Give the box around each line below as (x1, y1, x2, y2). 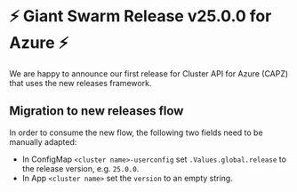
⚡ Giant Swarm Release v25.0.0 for (9, 6, 272, 27)
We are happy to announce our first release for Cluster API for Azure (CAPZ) (9, 68, 289, 79)
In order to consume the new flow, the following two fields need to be (9, 127, 264, 138)
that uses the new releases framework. (9, 77, 152, 88)
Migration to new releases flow (9, 103, 184, 119)
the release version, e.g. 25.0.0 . (21, 163, 140, 173)
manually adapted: (9, 136, 77, 147)
